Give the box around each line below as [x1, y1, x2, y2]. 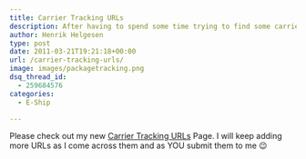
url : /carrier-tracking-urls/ [9, 55, 125, 65]
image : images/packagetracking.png [9, 65, 145, 74]
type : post [9, 38, 51, 48]
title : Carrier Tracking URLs [9, 13, 125, 23]
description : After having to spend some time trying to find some [9, 22, 271, 31]
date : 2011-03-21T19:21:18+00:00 [9, 47, 137, 56]
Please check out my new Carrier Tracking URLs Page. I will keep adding [9, 131, 282, 142]
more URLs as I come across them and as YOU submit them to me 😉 [9, 140, 268, 151]
